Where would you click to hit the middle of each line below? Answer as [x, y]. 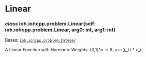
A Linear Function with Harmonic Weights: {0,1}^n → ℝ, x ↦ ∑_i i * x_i [73, 50]
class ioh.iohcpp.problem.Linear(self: [50, 24]
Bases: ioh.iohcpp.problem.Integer [41, 40]
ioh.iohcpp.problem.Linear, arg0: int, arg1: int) [60, 30]
